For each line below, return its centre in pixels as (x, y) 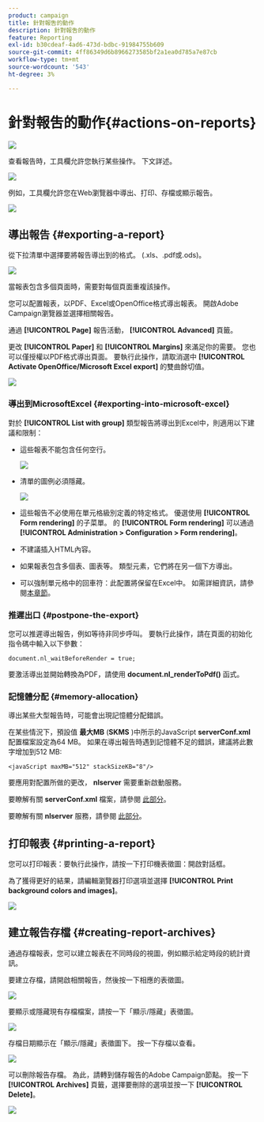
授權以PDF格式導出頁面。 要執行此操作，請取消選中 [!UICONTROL (137, 357)
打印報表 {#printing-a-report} (82, 843)
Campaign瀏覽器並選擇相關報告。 (63, 314)
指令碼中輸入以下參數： (46, 643)
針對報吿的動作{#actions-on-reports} (132, 122)
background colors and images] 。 (65, 890)
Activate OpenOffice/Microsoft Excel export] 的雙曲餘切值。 (109, 367)
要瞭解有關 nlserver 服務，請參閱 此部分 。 (77, 816)
